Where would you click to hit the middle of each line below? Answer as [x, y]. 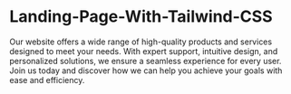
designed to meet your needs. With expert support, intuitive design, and [144, 51]
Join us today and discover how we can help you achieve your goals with [146, 70]
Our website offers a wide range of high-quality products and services [141, 42]
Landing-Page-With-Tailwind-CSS [141, 17]
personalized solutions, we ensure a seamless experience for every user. [145, 61]
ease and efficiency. [47, 80]
